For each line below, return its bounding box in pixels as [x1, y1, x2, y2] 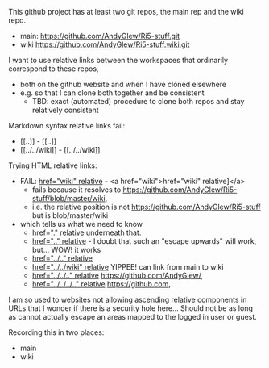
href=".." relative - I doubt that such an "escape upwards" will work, [31, 236, 257, 245]
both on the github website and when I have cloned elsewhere [19, 80, 227, 89]
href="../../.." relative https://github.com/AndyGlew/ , [31, 270, 204, 280]
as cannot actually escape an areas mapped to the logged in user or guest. [8, 312, 258, 321]
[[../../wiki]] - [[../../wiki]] [19, 145, 101, 154]
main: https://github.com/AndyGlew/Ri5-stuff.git [19, 31, 180, 40]
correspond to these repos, [8, 64, 99, 73]
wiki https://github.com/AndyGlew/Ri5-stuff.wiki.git [19, 40, 190, 49]
